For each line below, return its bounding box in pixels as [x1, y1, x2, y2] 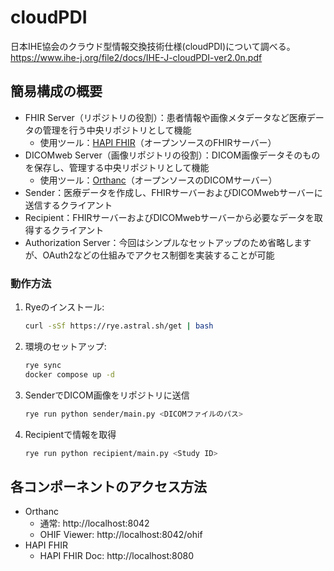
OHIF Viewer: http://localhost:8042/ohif [39, 529, 203, 541]
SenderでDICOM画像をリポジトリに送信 [24, 389, 190, 401]
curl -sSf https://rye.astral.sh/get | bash [24, 321, 214, 331]
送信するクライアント [24, 199, 113, 211]
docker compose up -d [24, 369, 115, 380]
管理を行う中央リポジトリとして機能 [42, 124, 192, 136]
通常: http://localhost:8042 [39, 517, 150, 530]
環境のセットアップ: [24, 340, 107, 352]
